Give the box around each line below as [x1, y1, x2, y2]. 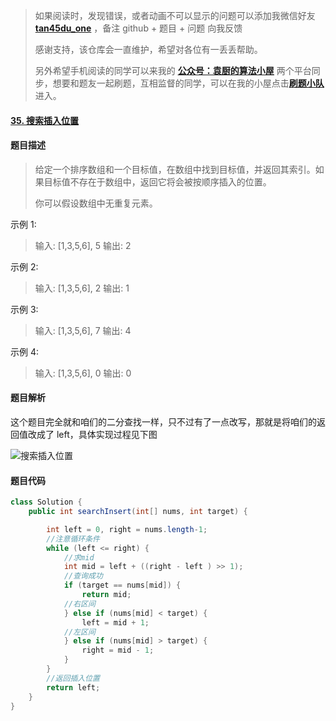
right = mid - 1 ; [81, 645, 155, 656]
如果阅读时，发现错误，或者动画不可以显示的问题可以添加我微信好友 [34, 10, 316, 21]
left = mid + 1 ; [81, 617, 150, 628]
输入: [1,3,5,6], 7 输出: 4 [34, 324, 132, 336]
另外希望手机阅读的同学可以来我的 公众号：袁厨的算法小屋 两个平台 [34, 65, 312, 76]
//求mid [63, 552, 95, 563]
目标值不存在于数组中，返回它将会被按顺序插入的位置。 [43, 175, 272, 188]
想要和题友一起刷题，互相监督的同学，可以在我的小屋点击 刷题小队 [52, 77, 325, 89]
